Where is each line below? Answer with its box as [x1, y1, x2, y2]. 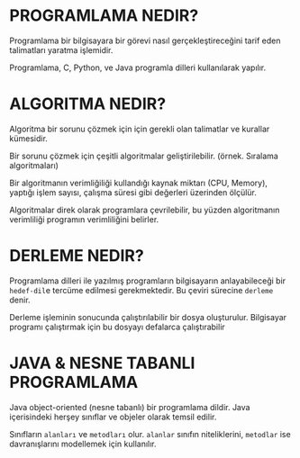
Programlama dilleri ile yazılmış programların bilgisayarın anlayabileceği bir [9, 275, 286, 286]
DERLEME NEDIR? [9, 246, 144, 266]
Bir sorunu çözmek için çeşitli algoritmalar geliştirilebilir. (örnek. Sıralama [9, 150, 279, 161]
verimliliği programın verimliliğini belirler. [9, 213, 159, 225]
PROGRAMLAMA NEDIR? [9, 5, 199, 26]
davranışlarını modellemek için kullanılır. [9, 438, 157, 449]
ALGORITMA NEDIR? [9, 94, 167, 114]
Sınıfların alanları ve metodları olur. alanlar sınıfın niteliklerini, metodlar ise [9, 428, 291, 439]
